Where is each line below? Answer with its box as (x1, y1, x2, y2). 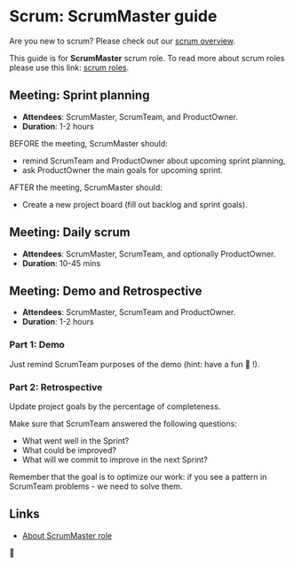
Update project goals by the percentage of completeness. (9, 401, 221, 412)
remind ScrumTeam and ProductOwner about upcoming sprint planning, (21, 155, 286, 166)
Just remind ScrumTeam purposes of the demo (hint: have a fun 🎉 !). (9, 358, 260, 369)
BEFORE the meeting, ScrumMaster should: (9, 138, 169, 148)
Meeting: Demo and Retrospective (9, 283, 203, 298)
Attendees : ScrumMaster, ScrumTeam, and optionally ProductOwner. (21, 248, 276, 259)
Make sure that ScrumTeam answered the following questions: (9, 418, 237, 429)
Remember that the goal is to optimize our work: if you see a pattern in (9, 471, 267, 482)
